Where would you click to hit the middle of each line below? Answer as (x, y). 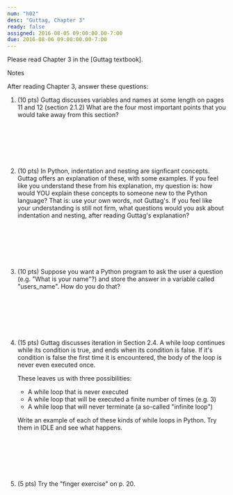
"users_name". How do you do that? (69, 287)
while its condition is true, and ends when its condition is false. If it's (115, 350)
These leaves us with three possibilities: (74, 379)
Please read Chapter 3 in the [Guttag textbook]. (75, 59)
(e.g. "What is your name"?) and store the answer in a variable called (116, 279)
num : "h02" (23, 14)
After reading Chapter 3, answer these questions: (78, 86)
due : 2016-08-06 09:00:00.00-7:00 (57, 40)
